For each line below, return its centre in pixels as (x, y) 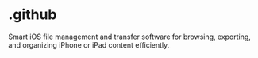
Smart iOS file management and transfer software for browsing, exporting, (130, 37)
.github (33, 15)
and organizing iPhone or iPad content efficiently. (89, 44)
